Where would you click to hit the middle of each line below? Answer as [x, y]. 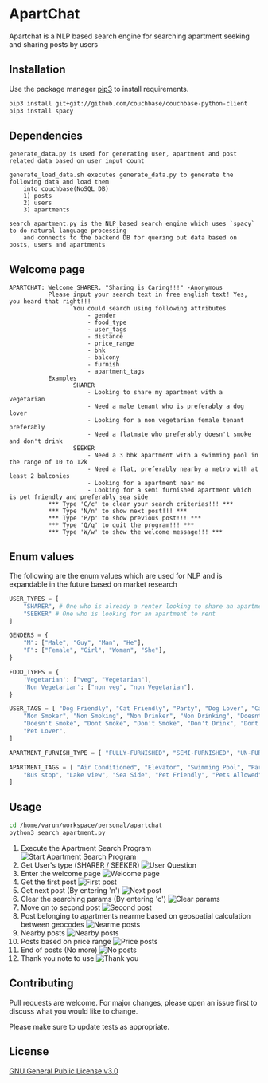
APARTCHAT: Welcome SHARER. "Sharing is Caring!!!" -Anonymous [116, 288]
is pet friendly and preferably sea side [79, 497]
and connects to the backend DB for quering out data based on [130, 238]
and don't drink [36, 441]
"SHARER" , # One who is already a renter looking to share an [128, 606]
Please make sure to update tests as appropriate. [89, 1026]
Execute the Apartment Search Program [86, 848]
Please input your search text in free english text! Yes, [148, 295]
